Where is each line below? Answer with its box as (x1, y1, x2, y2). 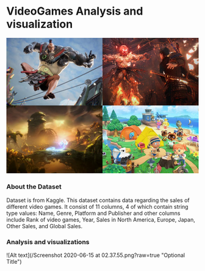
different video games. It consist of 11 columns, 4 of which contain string (6, 203, 189, 210)
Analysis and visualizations (6, 237, 90, 246)
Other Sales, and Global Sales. (6, 222, 83, 229)
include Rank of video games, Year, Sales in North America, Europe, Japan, (6, 215, 195, 223)
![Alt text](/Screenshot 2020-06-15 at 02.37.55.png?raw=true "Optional (6, 251, 185, 259)
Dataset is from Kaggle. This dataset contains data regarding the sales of (6, 197, 190, 204)
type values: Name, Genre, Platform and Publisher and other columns (6, 209, 181, 217)
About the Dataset (6, 182, 62, 191)
